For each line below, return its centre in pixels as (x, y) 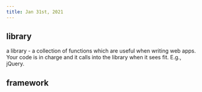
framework (28, 83)
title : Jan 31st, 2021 (35, 12)
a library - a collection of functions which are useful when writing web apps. (101, 51)
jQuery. (15, 64)
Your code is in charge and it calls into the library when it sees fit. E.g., (94, 57)
